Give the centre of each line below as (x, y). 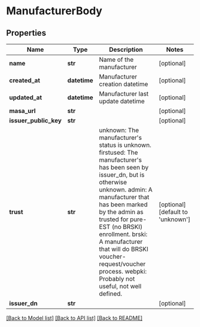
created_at (25, 80)
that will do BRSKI (124, 249)
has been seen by (124, 167)
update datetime (122, 101)
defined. (111, 294)
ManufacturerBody (54, 11)
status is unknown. (125, 145)
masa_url (22, 111)
